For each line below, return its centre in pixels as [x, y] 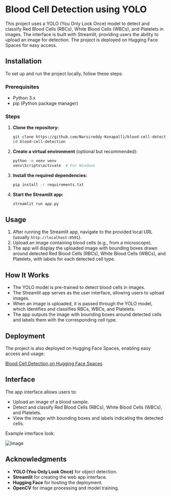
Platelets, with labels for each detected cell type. [64, 259]
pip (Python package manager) [45, 104]
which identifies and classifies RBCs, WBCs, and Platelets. [74, 309]
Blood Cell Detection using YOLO [76, 9]
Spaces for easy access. [31, 45]
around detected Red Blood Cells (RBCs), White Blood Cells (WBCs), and [89, 254]
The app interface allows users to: [41, 392]
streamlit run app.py [35, 204]
